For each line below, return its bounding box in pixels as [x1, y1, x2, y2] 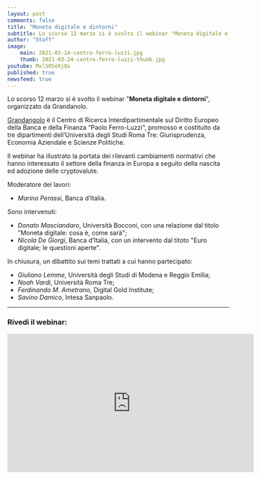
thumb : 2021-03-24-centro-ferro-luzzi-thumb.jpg [20, 56, 165, 63]
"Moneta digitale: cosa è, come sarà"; [17, 229, 127, 237]
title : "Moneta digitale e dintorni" [7, 23, 118, 30]
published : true [7, 69, 55, 76]
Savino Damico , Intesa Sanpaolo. [17, 293, 114, 302]
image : [7, 43, 27, 50]
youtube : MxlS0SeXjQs [7, 63, 71, 70]
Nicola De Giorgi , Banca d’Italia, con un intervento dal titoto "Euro [17, 236, 208, 244]
